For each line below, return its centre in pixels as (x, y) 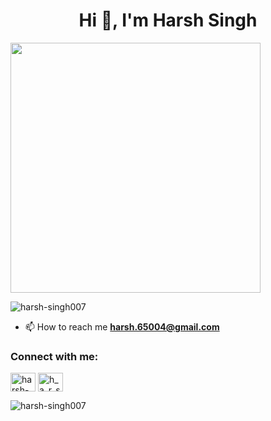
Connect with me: (54, 356)
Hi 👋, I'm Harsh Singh (168, 20)
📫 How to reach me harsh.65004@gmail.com (122, 326)
